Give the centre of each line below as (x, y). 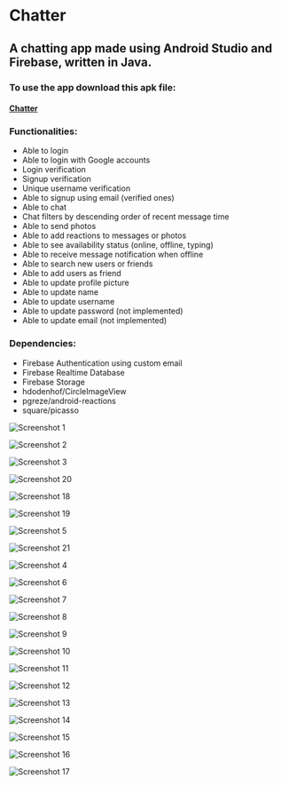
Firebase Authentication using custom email (102, 363)
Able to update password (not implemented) (102, 311)
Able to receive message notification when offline (113, 255)
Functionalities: (43, 131)
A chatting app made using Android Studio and (141, 48)
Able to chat (44, 207)
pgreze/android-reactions (69, 400)
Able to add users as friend (71, 274)
